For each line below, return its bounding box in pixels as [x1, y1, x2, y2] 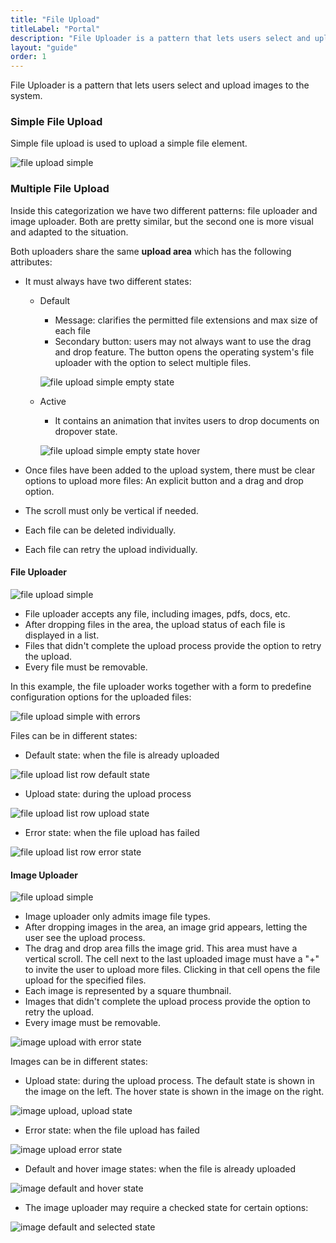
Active [39, 395, 67, 407]
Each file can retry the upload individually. [24, 543, 198, 555]
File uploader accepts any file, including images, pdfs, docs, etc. [24, 607, 291, 620]
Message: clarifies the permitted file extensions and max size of [54, 314, 319, 326]
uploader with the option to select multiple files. [54, 356, 252, 368]
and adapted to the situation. [10, 226, 129, 238]
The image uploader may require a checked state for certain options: [24, 1202, 309, 1214]
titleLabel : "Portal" [10, 24, 101, 34]
